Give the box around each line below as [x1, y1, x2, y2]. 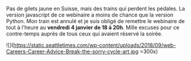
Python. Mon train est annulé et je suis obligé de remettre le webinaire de [6, 18, 185, 24]
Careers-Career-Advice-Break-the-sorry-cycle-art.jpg [6, 48, 139, 55]
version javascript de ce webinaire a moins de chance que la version [6, 11, 174, 18]
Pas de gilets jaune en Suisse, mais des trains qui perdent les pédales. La [6, 5, 185, 12]
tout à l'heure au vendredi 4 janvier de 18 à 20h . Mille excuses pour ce [6, 24, 180, 31]
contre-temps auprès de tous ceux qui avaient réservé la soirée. [6, 30, 163, 37]
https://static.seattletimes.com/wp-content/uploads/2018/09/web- [13, 41, 176, 49]
